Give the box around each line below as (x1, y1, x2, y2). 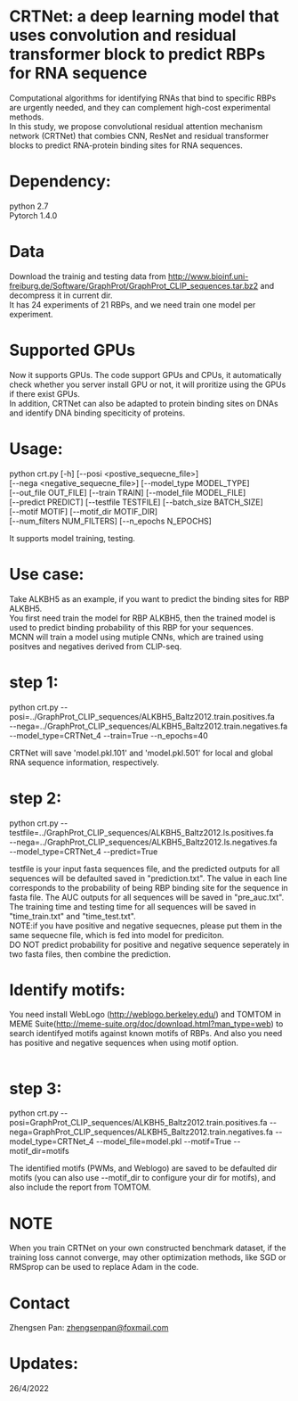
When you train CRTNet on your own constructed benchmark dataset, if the (9, 1242, 286, 1254)
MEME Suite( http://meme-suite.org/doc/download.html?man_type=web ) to (9, 1018, 284, 1029)
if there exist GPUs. (9, 388, 80, 399)
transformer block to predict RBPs (9, 45, 266, 64)
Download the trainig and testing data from (9, 270, 166, 282)
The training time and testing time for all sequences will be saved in (9, 901, 256, 911)
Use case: (9, 564, 85, 584)
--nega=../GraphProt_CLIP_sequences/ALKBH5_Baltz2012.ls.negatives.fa (9, 836, 278, 847)
